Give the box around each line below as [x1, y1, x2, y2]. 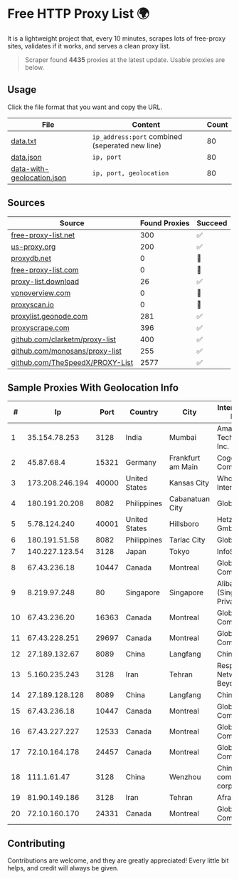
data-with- [11, 163, 50, 173]
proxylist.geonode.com [11, 311, 88, 321]
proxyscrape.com [11, 322, 70, 332]
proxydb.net [11, 253, 52, 263]
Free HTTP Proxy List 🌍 [7, 6, 150, 22]
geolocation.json [11, 173, 67, 183]
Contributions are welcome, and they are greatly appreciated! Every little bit [7, 856, 229, 865]
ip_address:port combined [92, 131, 183, 141]
